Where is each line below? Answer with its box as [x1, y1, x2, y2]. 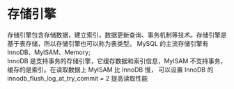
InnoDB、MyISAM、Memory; [7, 48, 91, 56]
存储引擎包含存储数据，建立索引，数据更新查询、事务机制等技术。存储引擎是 [7, 31, 227, 39]
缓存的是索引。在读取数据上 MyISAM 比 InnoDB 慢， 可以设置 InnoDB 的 [7, 65, 214, 74]
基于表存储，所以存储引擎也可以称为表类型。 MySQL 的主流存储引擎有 [7, 39, 209, 47]
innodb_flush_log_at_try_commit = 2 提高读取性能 [7, 74, 148, 82]
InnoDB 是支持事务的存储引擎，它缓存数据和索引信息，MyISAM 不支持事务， [7, 56, 227, 65]
